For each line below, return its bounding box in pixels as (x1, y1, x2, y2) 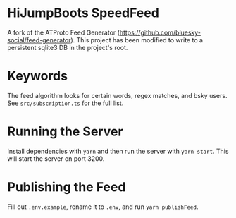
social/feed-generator (7, 35, 71, 44)
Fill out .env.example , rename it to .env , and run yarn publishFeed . (7, 202, 199, 211)
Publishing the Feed (7, 179, 126, 195)
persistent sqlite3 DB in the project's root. (7, 43, 128, 52)
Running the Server (7, 123, 123, 140)
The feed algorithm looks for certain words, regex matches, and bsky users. (7, 91, 228, 99)
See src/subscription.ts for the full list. (7, 99, 124, 107)
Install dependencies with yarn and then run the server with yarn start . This (7, 147, 229, 155)
